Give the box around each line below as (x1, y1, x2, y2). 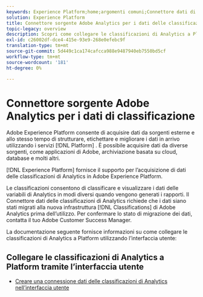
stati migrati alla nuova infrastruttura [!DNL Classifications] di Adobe (6, 203, 176, 211)
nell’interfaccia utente (14, 284, 69, 292)
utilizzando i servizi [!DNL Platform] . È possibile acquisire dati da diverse (6, 142, 188, 149)
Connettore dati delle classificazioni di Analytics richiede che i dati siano (6, 197, 187, 205)
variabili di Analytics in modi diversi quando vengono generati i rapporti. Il (6, 191, 189, 198)
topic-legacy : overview (6, 25, 66, 32)
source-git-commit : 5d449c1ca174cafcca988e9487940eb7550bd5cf (6, 48, 166, 54)
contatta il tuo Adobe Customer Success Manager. (6, 217, 132, 224)
